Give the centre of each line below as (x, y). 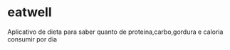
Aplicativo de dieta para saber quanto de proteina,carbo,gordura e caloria (115, 32)
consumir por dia (32, 39)
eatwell (30, 12)
